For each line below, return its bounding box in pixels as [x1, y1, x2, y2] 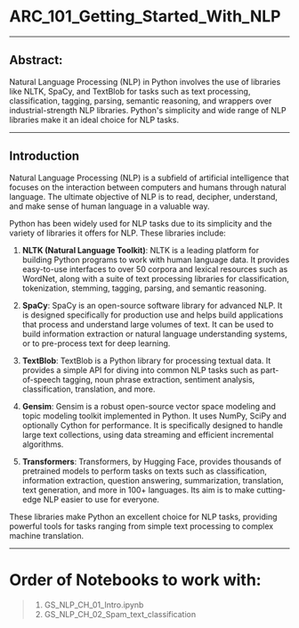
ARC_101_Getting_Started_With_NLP [9, 6, 281, 27]
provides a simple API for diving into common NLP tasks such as [21, 364, 259, 376]
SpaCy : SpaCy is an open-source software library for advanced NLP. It [21, 300, 283, 310]
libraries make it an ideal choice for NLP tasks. [9, 114, 180, 125]
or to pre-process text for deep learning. [21, 337, 171, 349]
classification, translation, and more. [21, 384, 156, 394]
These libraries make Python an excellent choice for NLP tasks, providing [9, 511, 278, 522]
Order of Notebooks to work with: [9, 569, 262, 590]
